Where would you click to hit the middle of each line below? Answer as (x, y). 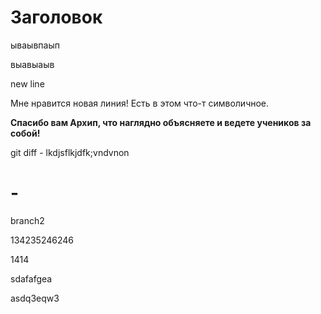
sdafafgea (31, 278)
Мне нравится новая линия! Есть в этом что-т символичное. (140, 103)
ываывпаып (35, 45)
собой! (25, 133)
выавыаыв (32, 64)
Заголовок (56, 17)
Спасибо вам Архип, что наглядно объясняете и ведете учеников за (161, 122)
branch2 (27, 220)
